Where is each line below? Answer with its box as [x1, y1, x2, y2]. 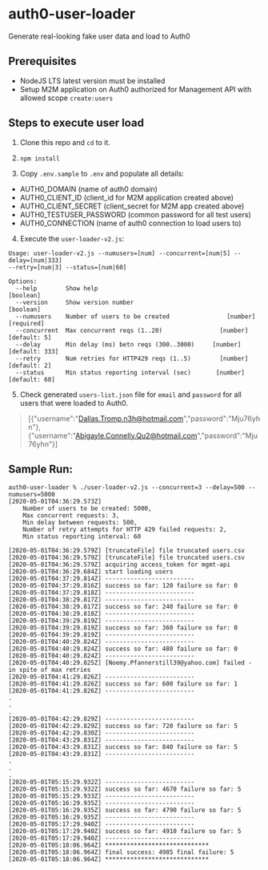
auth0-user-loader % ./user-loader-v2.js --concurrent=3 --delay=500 [8, 484, 246, 492]
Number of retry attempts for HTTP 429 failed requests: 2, [22, 526, 227, 534]
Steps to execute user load [8, 116, 144, 130]
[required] [8, 319, 45, 327]
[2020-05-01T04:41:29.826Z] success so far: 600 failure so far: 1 [8, 680, 238, 688]
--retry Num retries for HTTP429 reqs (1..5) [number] [15, 354, 249, 362]
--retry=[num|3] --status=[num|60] [8, 263, 127, 271]
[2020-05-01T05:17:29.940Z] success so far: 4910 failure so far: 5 [8, 828, 242, 836]
